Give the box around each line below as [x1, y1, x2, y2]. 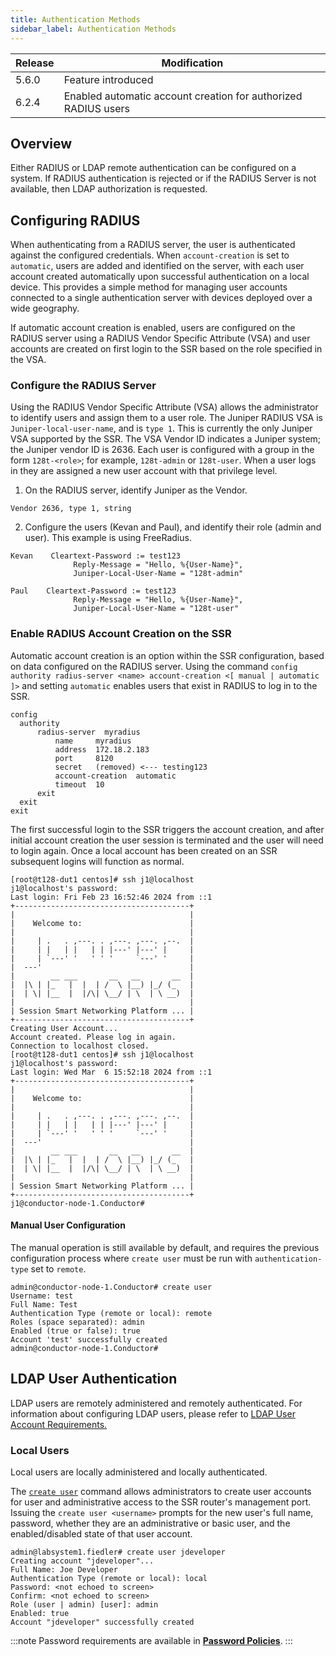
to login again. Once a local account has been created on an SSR [10, 844, 278, 856]
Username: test [10, 1291, 74, 1301]
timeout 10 [54, 779, 105, 790]
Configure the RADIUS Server [10, 379, 157, 393]
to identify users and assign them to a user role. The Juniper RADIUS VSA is [10, 412, 323, 424]
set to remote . [30, 1262, 87, 1275]
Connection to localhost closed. [10, 1041, 150, 1051]
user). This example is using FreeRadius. [24, 532, 192, 544]
